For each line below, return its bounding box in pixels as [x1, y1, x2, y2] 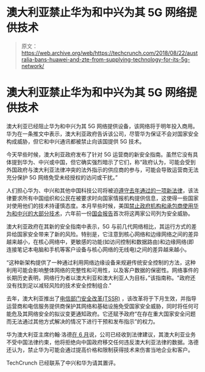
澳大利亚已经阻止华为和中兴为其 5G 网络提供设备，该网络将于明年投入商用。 [6, 122, 198, 129]
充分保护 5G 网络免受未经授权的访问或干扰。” [6, 173, 118, 181]
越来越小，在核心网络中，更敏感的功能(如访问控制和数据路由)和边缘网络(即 [6, 238, 194, 245]
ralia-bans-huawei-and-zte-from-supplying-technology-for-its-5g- [21, 56, 190, 63]
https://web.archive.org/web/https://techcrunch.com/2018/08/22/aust [21, 49, 198, 56]
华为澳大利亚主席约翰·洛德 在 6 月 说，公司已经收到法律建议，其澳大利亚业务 [6, 330, 196, 338]
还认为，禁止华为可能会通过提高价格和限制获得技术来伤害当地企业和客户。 [6, 346, 193, 353]
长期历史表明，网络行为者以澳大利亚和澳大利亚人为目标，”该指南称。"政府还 [6, 274, 196, 281]
